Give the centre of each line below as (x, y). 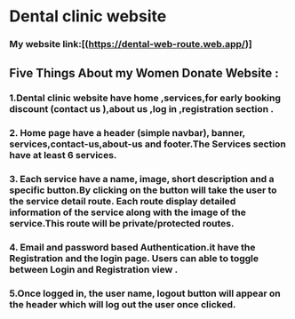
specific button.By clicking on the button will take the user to (143, 190)
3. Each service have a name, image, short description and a (142, 179)
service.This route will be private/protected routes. (122, 224)
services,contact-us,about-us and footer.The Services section (148, 144)
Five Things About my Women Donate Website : (144, 73)
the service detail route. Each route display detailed (123, 202)
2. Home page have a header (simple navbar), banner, (128, 133)
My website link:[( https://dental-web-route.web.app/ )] (131, 44)
